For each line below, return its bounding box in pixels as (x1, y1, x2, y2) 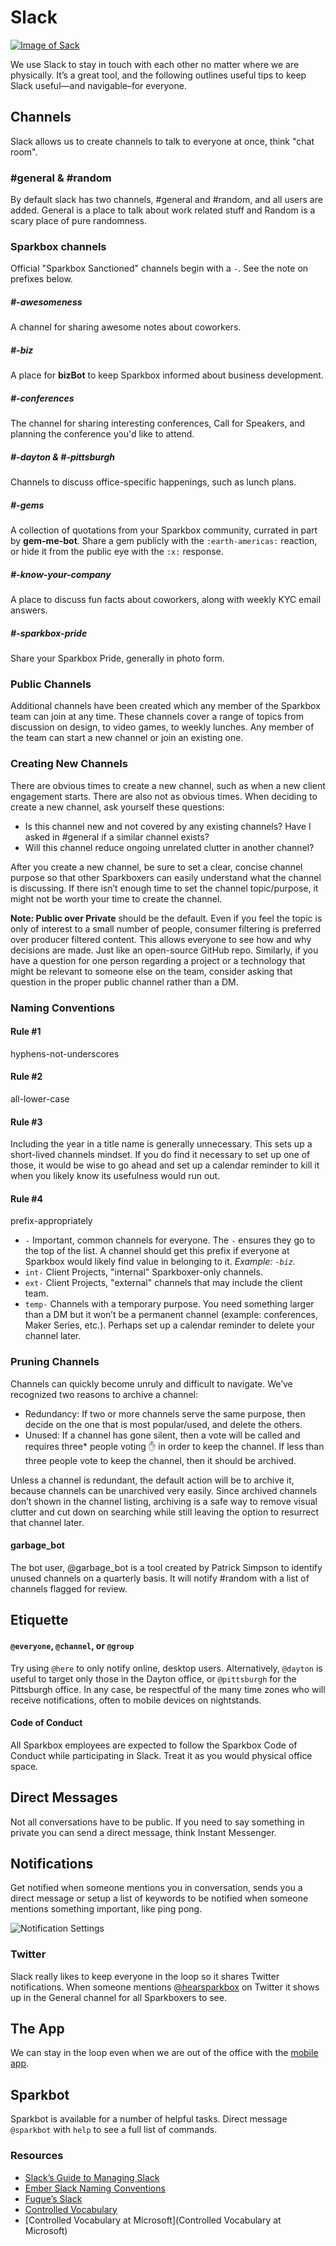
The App (10, 2021, 65, 2038)
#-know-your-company (10, 568, 112, 580)
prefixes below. (10, 273, 73, 285)
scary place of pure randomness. (10, 215, 147, 227)
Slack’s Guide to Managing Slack (24, 2171, 160, 2183)
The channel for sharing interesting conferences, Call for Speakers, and (10, 417, 306, 430)
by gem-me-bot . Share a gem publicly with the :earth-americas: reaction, (10, 535, 318, 547)
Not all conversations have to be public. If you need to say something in (10, 1816, 305, 1828)
